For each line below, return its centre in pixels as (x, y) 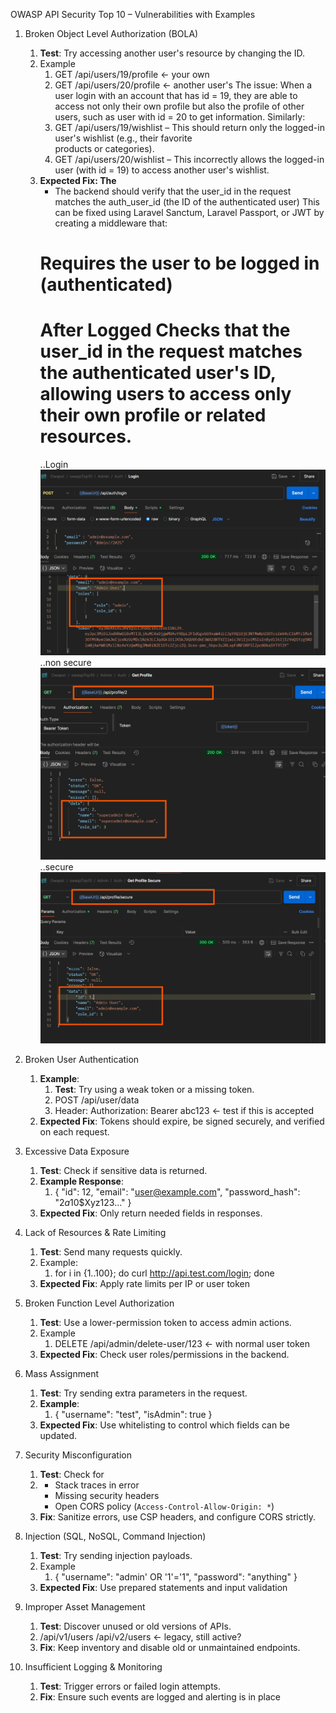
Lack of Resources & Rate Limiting (95, 1232)
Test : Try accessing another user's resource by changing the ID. (172, 53)
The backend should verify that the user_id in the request (173, 191)
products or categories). (104, 148)
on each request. (74, 1131)
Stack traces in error (97, 1485)
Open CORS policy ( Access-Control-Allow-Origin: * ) (164, 1506)
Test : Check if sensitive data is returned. (123, 1170)
